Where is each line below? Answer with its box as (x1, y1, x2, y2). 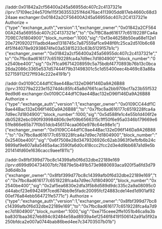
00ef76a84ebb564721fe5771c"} (5, 193, 69, 198)
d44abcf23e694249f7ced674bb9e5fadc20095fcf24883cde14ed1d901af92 (5, 188, 155, 194)
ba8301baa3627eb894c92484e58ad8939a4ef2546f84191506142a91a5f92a (5, 213, 157, 219)
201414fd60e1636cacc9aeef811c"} (5, 147, 74, 153)
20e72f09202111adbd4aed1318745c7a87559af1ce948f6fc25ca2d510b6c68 (5, 40, 156, 46)
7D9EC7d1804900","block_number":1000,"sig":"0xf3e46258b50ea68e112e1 (5, 35, 156, 41)
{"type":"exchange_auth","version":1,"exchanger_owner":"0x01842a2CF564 (5, 25, 156, 31)
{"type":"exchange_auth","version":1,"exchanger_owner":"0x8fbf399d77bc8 (5, 198, 157, 204)
